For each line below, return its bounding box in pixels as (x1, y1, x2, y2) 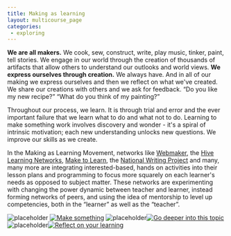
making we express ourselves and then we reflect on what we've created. (7, 78, 219, 87)
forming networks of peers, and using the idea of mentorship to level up (7, 193, 213, 201)
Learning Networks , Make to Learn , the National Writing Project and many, (7, 156, 220, 165)
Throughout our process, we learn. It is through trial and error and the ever (7, 106, 221, 114)
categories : (7, 23, 42, 30)
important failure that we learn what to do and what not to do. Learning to (7, 114, 217, 122)
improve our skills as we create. (7, 136, 98, 144)
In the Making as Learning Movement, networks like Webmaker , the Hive (7, 149, 214, 157)
